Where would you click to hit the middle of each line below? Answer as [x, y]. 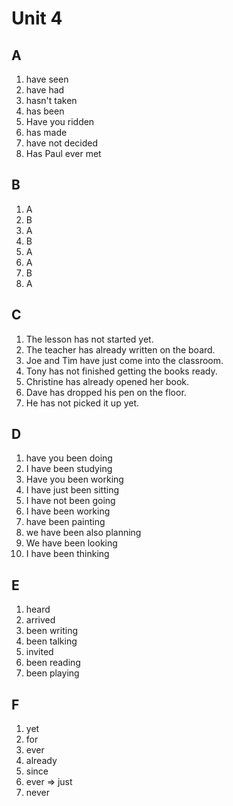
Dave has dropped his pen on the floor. [106, 392]
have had [45, 90]
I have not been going [70, 501]
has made [46, 132]
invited [39, 652]
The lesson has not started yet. [89, 339]
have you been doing [69, 458]
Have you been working [74, 479]
